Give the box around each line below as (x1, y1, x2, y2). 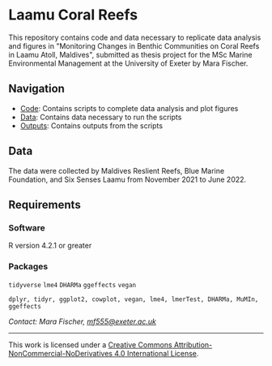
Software (8, 222, 46, 233)
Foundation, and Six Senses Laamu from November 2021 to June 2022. (8, 174, 247, 184)
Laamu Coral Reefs (8, 6, 138, 24)
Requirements (8, 197, 81, 212)
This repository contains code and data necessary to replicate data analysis (8, 32, 261, 42)
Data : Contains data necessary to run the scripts (19, 112, 182, 122)
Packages (8, 261, 49, 273)
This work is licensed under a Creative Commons (8, 339, 172, 350)
